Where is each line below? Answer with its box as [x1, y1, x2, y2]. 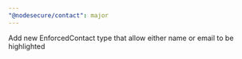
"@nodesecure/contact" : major [8, 11, 109, 20]
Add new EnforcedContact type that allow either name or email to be [8, 33, 234, 42]
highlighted [8, 41, 46, 51]
